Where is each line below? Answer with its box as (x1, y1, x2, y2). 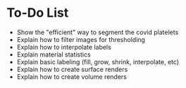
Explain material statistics (16, 50, 91, 59)
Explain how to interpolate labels (16, 43, 112, 51)
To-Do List (6, 5, 69, 21)
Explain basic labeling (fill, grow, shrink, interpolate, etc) (16, 57, 180, 66)
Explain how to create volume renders (16, 72, 128, 81)
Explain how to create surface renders (16, 65, 128, 73)
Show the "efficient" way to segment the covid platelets (16, 28, 179, 36)
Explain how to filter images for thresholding (16, 35, 146, 43)
